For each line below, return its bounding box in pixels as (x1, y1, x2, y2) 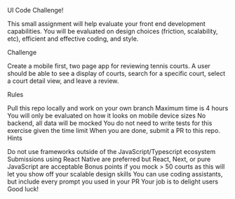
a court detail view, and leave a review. (7, 77, 119, 85)
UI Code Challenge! (7, 6, 64, 14)
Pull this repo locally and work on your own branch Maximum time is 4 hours (7, 104, 229, 112)
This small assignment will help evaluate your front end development (7, 20, 206, 27)
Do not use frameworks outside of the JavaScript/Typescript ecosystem (7, 148, 216, 155)
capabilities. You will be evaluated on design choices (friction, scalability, (7, 27, 218, 35)
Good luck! (7, 185, 39, 193)
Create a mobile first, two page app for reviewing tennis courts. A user (7, 62, 210, 70)
